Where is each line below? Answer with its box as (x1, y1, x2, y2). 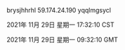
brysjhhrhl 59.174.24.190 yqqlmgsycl (6, 6, 112, 14)
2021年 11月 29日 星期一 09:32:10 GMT (6, 35, 119, 44)
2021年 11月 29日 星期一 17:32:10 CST (6, 20, 114, 29)
